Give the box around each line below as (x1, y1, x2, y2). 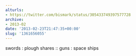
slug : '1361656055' (5, 31, 47, 36)
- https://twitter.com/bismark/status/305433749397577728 (5, 12, 131, 17)
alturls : (5, 7, 24, 13)
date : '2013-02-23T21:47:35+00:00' (5, 26, 81, 32)
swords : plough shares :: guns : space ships (5, 45, 99, 51)
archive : (5, 17, 24, 22)
